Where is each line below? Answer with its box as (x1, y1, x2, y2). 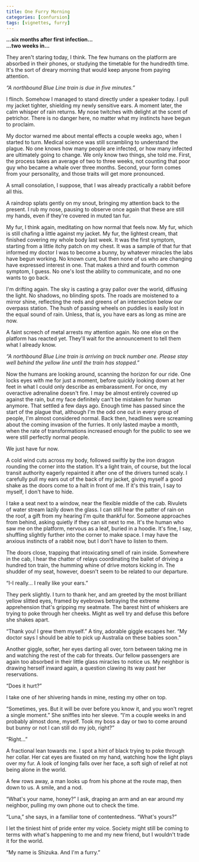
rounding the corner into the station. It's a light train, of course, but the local (6, 463, 191, 470)
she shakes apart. (6, 616, 50, 623)
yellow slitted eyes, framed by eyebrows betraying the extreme (6, 597, 160, 604)
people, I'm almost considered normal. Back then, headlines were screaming (6, 415, 193, 422)
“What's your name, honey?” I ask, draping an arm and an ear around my (6, 796, 184, 803)
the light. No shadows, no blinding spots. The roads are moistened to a (6, 292, 179, 299)
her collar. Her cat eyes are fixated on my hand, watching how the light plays (6, 753, 193, 760)
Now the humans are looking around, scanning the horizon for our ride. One (6, 370, 191, 378)
